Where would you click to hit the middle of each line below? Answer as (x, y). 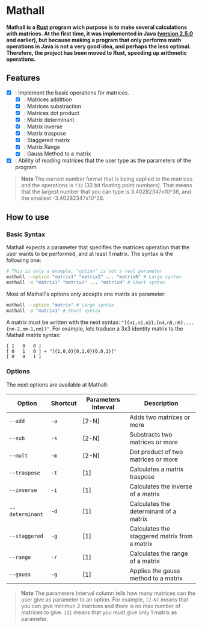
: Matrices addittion (48, 99)
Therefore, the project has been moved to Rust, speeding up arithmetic (97, 52)
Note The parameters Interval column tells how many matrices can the (108, 593)
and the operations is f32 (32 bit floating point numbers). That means (106, 185)
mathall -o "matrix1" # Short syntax (54, 311)
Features (23, 78)
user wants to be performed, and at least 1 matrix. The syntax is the (90, 254)
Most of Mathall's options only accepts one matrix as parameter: (86, 294)
